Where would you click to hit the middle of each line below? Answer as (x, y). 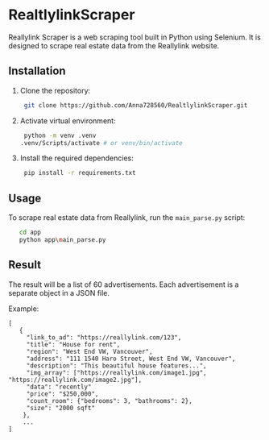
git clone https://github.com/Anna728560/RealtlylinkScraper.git (136, 105)
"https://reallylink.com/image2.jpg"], (75, 380)
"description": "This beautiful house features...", (116, 365)
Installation (37, 71)
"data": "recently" (59, 387)
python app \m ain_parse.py (62, 239)
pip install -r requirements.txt (80, 173)
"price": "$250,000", (62, 394)
